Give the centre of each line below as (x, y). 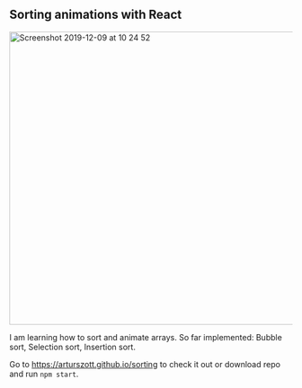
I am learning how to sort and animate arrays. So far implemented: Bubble (146, 337)
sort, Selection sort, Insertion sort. (73, 347)
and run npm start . (44, 374)
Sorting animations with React (96, 15)
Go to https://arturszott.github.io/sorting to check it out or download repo (145, 364)
